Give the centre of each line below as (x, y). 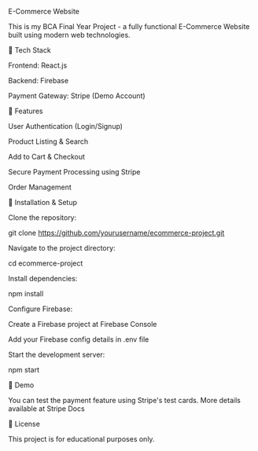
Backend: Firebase (39, 81)
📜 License (24, 424)
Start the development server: (57, 354)
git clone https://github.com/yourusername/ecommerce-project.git (116, 233)
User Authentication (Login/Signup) (66, 126)
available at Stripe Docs (46, 409)
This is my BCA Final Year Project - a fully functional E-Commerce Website (129, 26)
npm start (24, 370)
